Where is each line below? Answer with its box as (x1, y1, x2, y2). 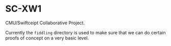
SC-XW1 (5, 3, 42, 15)
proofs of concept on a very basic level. (5, 35, 89, 41)
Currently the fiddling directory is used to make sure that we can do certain (5, 29, 166, 35)
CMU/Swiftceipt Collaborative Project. (5, 20, 85, 26)
